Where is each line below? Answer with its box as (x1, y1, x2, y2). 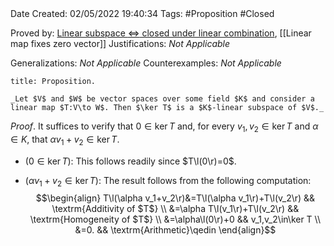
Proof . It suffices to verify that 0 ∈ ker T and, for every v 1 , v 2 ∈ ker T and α (10, 120, 319, 134)
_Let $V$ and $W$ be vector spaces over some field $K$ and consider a (10, 94, 315, 104)
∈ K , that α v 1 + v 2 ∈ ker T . (10, 133, 120, 147)
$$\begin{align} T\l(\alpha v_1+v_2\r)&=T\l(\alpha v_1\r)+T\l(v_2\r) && (35, 192, 316, 204)
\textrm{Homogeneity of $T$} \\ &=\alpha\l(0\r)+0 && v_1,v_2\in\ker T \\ (29, 213, 322, 226)
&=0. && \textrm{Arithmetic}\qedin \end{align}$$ (74, 224, 277, 236)
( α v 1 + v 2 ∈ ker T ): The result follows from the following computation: (24, 174, 312, 189)
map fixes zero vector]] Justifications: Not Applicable (10, 38, 231, 49)
